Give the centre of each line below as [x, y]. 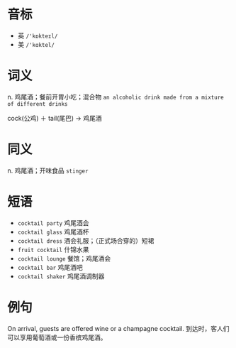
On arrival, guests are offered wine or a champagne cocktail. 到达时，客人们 [118, 328]
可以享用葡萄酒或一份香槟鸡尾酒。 [57, 337]
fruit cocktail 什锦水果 [53, 249]
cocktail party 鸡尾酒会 [53, 223]
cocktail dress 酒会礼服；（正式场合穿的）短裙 [86, 240]
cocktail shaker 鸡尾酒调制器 [61, 276]
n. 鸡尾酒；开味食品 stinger [48, 170]
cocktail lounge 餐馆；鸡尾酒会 [64, 258]
